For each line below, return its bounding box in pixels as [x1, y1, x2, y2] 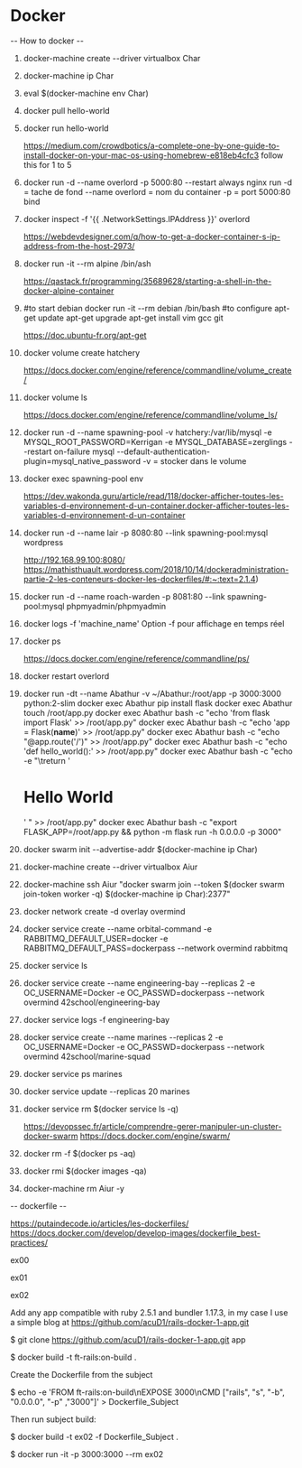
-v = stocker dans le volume [142, 455, 247, 466]
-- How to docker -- [10, 35, 85, 46]
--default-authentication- [116, 446, 211, 457]
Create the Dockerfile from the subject [10, 1369, 153, 1380]
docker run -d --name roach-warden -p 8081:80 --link [23, 590, 225, 601]
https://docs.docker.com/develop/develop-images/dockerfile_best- [10, 1227, 261, 1238]
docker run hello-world [23, 123, 109, 134]
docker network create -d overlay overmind [23, 906, 186, 916]
